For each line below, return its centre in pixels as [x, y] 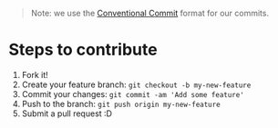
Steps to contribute [83, 50]
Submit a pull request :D [67, 113]
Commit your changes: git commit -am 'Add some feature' [133, 94]
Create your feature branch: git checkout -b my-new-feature [136, 84]
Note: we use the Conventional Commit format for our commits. [150, 13]
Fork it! [35, 74]
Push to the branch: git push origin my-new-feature [121, 103]
